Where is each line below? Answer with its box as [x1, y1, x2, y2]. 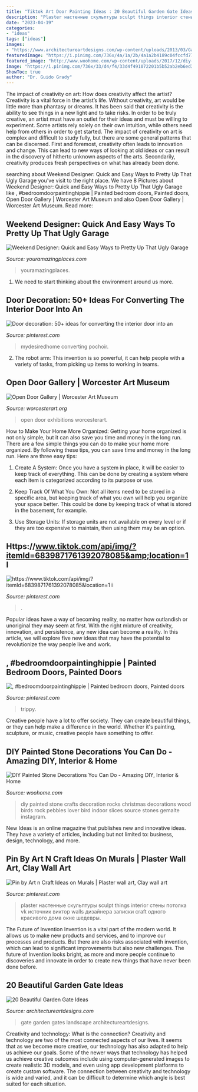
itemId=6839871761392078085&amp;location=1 [6, 550, 189, 560]
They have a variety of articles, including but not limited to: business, [6, 831, 174, 838]
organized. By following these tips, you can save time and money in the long [6, 446, 191, 454]
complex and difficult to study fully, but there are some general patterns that [6, 134, 192, 141]
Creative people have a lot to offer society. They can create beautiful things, [6, 717, 191, 724]
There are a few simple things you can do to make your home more [6, 440, 169, 447]
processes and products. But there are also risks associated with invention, [6, 938, 189, 945]
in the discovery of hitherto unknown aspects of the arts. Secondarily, [6, 153, 176, 160]
